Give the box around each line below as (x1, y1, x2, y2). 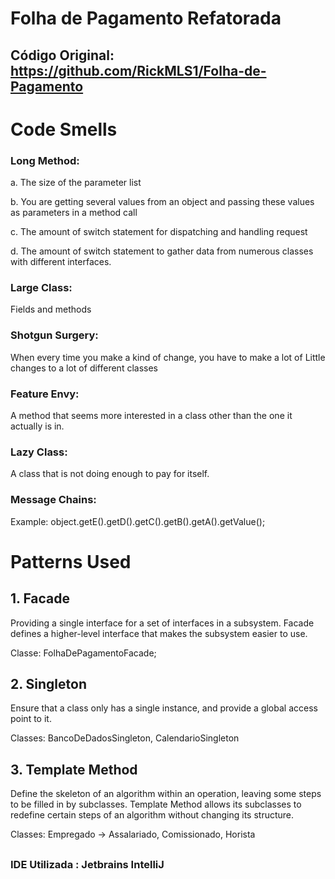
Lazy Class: (10, 445, 68, 459)
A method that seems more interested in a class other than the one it (10, 409, 293, 421)
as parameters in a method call (10, 207, 138, 219)
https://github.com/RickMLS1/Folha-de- (10, 62, 267, 79)
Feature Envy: (10, 387, 80, 401)
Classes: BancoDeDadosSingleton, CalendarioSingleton (10, 732, 240, 744)
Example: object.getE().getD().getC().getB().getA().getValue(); (10, 515, 266, 527)
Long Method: (10, 153, 80, 167)
